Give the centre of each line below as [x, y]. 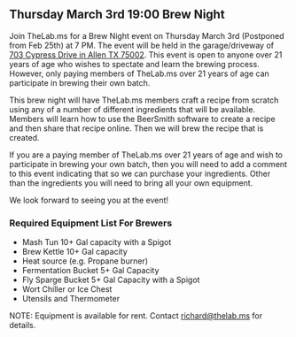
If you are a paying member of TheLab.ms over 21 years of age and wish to [146, 155]
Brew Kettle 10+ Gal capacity [75, 252]
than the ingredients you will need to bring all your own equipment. [131, 183]
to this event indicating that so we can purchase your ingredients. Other [140, 173]
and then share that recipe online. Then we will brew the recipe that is [136, 128]
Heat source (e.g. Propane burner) [85, 261]
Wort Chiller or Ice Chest [67, 289]
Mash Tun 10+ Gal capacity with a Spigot [97, 242]
